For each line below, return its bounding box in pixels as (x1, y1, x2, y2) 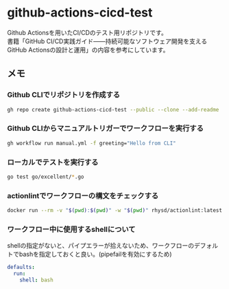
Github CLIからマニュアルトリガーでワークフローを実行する (7, 124, 204, 133)
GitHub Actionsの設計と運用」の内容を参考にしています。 (7, 45, 169, 54)
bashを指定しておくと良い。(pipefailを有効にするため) (19, 250, 173, 259)
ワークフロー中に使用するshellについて (7, 224, 136, 234)
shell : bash (19, 277, 53, 283)
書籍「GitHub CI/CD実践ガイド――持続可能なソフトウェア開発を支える (7, 36, 208, 45)
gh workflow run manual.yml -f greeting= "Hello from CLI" (7, 140, 176, 147)
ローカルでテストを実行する (7, 157, 99, 167)
